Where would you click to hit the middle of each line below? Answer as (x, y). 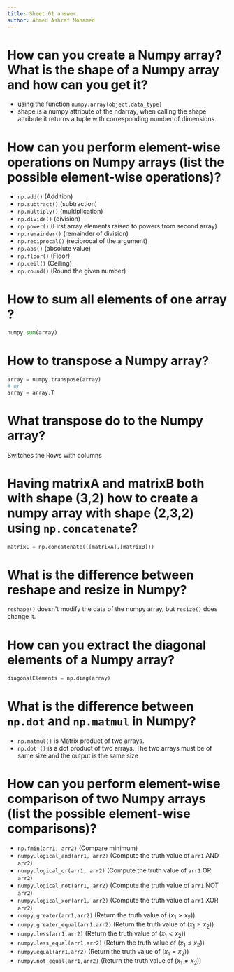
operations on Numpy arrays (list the (116, 162)
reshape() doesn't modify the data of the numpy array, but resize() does (112, 609)
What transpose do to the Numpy (105, 420)
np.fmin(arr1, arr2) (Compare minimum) (78, 848)
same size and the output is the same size (78, 756)
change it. (22, 617)
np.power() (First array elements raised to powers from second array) (117, 226)
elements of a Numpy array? (91, 660)
